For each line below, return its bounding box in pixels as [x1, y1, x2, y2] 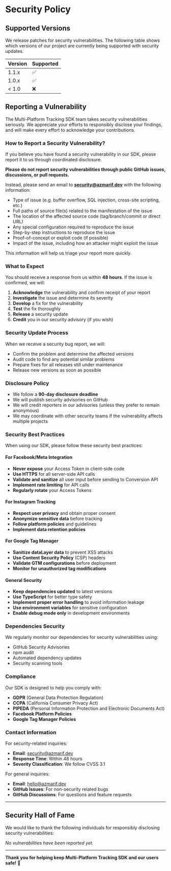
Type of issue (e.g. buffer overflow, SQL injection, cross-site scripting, [12, 197, 160, 203]
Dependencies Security [5, 623, 65, 630]
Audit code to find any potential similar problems [12, 356, 115, 362]
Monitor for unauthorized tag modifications [12, 565, 107, 571]
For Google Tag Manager [5, 538, 59, 544]
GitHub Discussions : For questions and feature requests [12, 792, 132, 797]
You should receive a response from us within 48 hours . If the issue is [5, 274, 153, 280]
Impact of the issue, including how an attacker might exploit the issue [12, 240, 158, 246]
